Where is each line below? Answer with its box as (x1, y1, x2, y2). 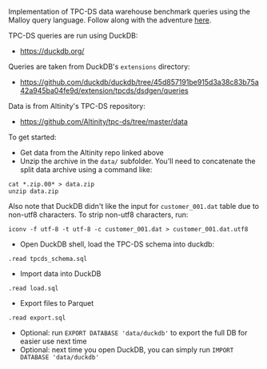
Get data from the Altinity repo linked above (19, 148, 164, 157)
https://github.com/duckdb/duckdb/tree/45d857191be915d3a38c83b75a (19, 78, 260, 86)
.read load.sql (8, 284, 59, 292)
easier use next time (19, 336, 87, 346)
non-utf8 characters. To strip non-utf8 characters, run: (8, 210, 189, 219)
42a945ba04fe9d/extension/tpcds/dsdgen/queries (19, 86, 189, 95)
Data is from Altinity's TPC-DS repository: (8, 102, 145, 110)
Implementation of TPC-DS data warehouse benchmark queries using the (8, 7, 250, 16)
